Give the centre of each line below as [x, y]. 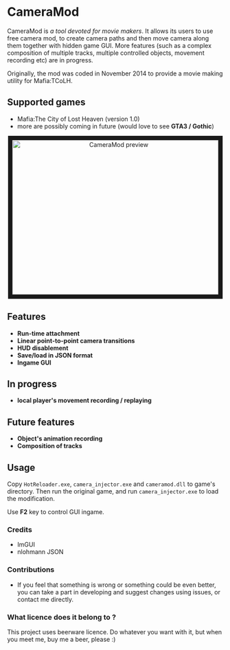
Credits [20, 529]
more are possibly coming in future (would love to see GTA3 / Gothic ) [115, 126]
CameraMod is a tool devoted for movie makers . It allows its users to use [110, 31]
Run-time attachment [48, 333]
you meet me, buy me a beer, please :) [61, 639]
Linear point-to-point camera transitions [76, 340]
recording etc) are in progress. [50, 60]
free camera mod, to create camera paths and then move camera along [108, 38]
